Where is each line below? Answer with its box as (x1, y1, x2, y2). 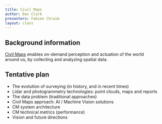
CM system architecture (12, 104, 61, 109)
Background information (5, 38, 81, 46)
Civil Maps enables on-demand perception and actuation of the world (5, 51, 144, 57)
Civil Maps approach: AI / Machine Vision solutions (12, 99, 114, 105)
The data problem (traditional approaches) (12, 93, 97, 99)
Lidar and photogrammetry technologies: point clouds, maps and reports (12, 88, 158, 94)
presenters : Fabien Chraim (5, 16, 60, 21)
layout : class (5, 20, 34, 26)
